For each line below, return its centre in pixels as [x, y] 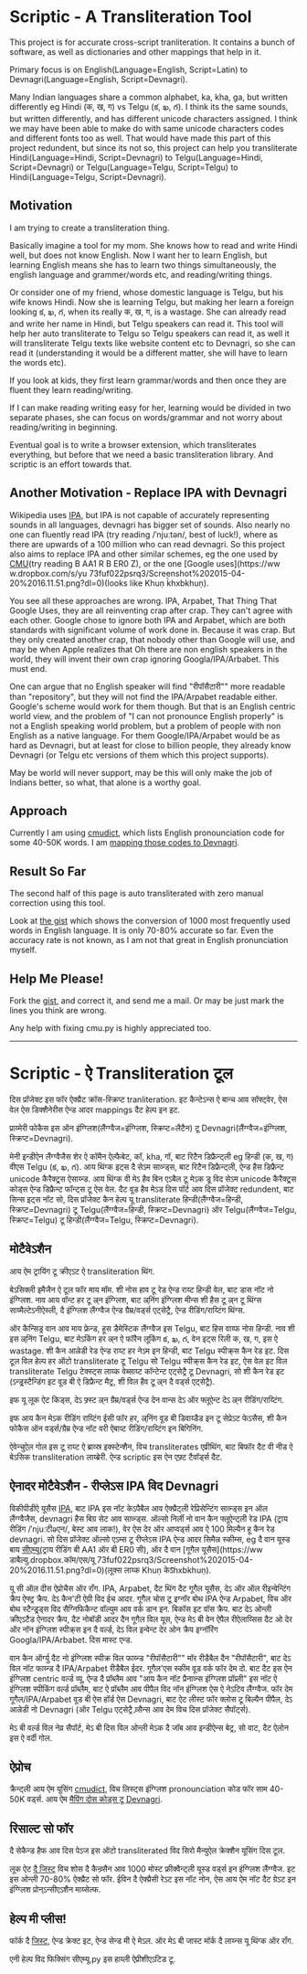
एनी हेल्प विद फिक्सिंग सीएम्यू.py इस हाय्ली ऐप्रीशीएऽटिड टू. [93, 1959]
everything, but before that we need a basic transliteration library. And [142, 454]
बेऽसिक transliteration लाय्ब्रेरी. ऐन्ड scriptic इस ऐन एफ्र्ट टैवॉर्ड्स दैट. [116, 1457]
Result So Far [48, 871]
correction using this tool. [58, 903]
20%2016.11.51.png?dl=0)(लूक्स [66, 1570]
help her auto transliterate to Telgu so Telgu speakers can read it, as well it [149, 333]
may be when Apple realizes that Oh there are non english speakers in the [148, 649]
